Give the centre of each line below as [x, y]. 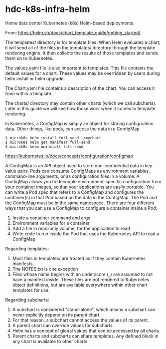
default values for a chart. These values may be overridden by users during [83, 73]
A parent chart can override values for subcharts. [63, 325]
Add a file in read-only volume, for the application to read [71, 228]
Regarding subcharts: [27, 300]
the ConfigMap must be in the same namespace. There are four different [80, 203]
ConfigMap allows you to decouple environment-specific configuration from [83, 181]
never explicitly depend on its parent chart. [56, 315]
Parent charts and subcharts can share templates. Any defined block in [85, 336]
